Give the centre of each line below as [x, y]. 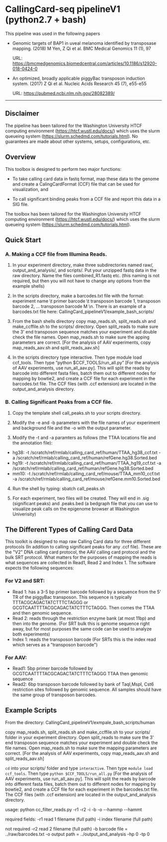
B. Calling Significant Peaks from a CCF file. [59, 402]
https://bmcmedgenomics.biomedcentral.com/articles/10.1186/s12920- [85, 63]
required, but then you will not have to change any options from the [81, 281]
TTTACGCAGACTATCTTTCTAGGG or [50, 602]
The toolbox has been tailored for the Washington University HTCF [73, 214]
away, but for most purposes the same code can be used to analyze [82, 629]
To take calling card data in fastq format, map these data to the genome [86, 179]
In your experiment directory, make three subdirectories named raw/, [83, 265]
